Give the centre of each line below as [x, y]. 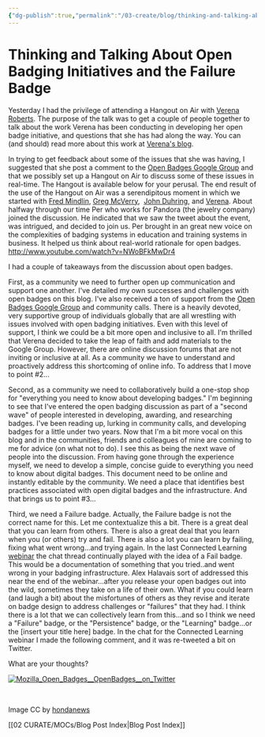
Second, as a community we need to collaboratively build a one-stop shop [129, 389]
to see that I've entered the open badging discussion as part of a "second [128, 406]
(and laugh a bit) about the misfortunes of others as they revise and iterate [129, 598]
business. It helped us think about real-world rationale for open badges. [125, 243]
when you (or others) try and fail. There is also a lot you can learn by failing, [131, 539]
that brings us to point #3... [52, 498]
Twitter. [21, 648]
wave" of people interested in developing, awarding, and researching [120, 415]
